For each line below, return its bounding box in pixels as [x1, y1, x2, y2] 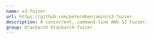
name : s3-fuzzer [6, 8, 46, 14]
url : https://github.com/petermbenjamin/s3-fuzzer [6, 14, 132, 19]
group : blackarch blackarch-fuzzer [6, 24, 93, 30]
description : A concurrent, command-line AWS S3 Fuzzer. [6, 19, 148, 25]
